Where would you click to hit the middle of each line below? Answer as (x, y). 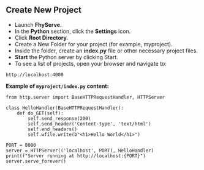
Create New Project (44, 10)
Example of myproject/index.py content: (57, 86)
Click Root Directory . (41, 37)
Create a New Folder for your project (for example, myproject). (93, 44)
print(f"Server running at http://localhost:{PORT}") (76, 156)
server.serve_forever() (36, 161)
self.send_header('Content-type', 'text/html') (89, 124)
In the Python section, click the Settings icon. (73, 31)
